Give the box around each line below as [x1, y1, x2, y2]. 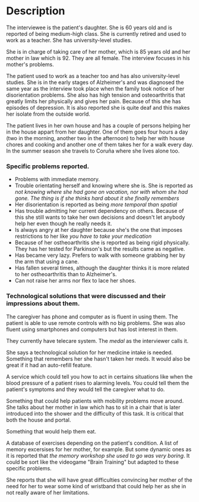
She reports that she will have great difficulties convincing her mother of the [6, 476, 193, 484]
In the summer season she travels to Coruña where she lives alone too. [6, 147, 180, 154]
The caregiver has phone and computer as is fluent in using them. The [6, 313, 178, 320]
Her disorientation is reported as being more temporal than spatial [14, 201, 177, 208]
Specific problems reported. [6, 162, 90, 171]
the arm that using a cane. [14, 258, 79, 265]
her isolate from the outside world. [6, 110, 91, 117]
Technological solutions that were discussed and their [6, 292, 166, 300]
